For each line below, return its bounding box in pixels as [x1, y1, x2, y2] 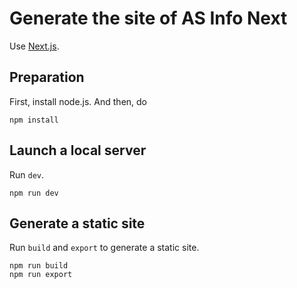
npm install [9, 115, 59, 125]
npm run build [9, 261, 69, 271]
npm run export [9, 270, 73, 280]
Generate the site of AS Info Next [9, 7, 288, 30]
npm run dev [9, 188, 59, 198]
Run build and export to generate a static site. [9, 242, 200, 254]
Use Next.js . [9, 40, 60, 52]
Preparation [9, 69, 85, 86]
